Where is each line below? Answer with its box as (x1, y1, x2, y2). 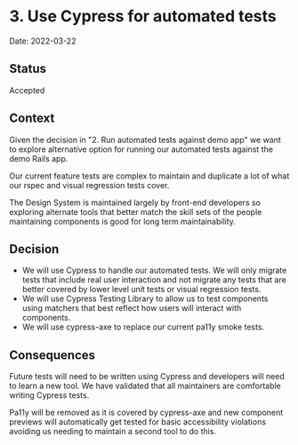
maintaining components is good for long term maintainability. (9, 216, 236, 226)
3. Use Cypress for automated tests (9, 6, 278, 27)
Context (9, 111, 55, 126)
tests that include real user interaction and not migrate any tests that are (21, 274, 286, 285)
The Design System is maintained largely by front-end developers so (9, 197, 261, 208)
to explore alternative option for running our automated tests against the (9, 144, 274, 155)
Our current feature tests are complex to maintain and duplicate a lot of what (9, 171, 290, 181)
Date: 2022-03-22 (9, 36, 77, 46)
